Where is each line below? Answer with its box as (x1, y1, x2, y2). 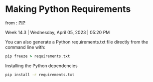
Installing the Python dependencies (5, 63, 78, 69)
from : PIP (5, 20, 26, 26)
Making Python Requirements (5, 3, 131, 15)
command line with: (5, 44, 46, 50)
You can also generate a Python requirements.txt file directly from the (5, 39, 149, 45)
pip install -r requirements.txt (5, 72, 75, 77)
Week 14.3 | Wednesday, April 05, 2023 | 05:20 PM (5, 29, 110, 35)
